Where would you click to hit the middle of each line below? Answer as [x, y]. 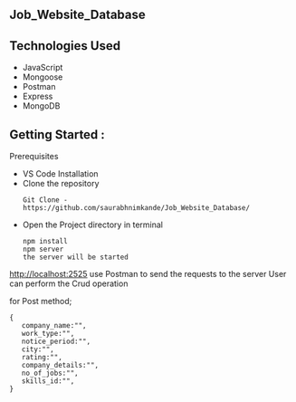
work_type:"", [48, 334]
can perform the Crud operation [69, 283]
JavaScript [43, 68]
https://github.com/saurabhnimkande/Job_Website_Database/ [136, 208]
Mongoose [43, 77]
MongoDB [41, 106]
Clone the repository [61, 184]
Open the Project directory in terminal [93, 225]
